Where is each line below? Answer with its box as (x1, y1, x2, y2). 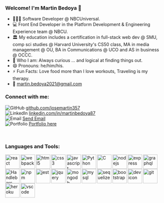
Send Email (22, 115, 46, 121)
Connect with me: (5, 93, 49, 100)
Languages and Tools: (5, 142, 60, 149)
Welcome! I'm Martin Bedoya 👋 (5, 4, 81, 11)
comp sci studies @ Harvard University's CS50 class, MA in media (12, 41, 149, 47)
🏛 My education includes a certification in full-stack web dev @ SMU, (12, 34, 157, 40)
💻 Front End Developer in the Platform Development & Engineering (12, 21, 150, 27)
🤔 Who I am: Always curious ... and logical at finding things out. (12, 57, 143, 63)
